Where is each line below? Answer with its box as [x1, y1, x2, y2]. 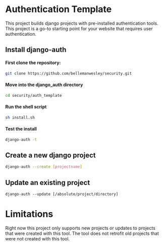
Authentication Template [5, 4, 112, 15]
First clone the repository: [5, 59, 61, 66]
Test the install [5, 126, 37, 132]
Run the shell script [5, 104, 47, 110]
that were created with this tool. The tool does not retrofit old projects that [5, 230, 159, 236]
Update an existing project [5, 178, 90, 187]
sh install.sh [5, 115, 35, 120]
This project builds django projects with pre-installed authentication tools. [5, 20, 158, 26]
